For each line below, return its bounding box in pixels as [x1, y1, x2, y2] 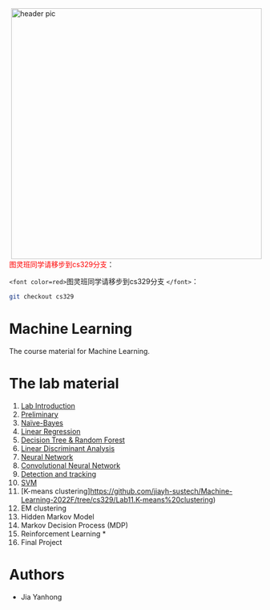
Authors [9, 565, 65, 584]
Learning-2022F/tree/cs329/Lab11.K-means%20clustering [20, 494, 214, 504]
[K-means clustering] [20, 486, 91, 496]
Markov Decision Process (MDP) [20, 520, 129, 530]
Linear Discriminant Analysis [20, 443, 115, 453]
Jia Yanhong [20, 592, 62, 601]
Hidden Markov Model [20, 511, 95, 521]
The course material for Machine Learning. [9, 346, 151, 356]
